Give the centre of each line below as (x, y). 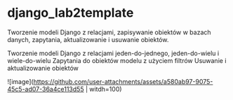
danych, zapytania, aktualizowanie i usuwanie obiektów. (88, 39)
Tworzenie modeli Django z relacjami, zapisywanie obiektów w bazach (109, 32)
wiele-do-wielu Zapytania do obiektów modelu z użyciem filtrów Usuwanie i (117, 60)
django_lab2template (71, 13)
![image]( (20, 81)
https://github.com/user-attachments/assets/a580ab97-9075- (123, 81)
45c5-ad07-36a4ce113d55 (46, 89)
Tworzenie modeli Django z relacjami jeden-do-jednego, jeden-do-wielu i (113, 53)
